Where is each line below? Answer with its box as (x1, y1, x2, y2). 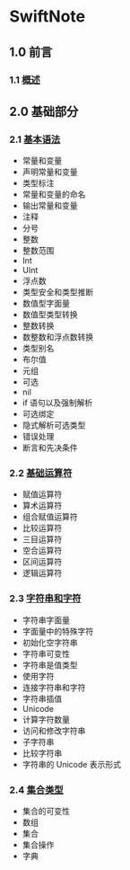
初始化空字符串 (22, 636, 78, 648)
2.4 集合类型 (9, 784, 65, 796)
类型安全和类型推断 (22, 287, 94, 297)
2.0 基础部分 (9, 103, 79, 119)
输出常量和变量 (22, 200, 78, 211)
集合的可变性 (22, 806, 70, 817)
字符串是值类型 (22, 659, 78, 670)
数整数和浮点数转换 (22, 332, 94, 342)
